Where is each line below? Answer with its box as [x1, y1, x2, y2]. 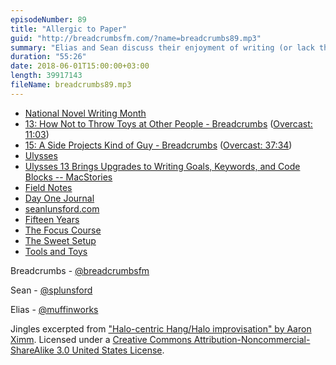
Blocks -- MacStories [24, 171, 113, 183]
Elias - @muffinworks [10, 303, 99, 315]
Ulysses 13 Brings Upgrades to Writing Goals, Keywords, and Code [24, 160, 301, 172]
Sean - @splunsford [10, 284, 93, 296]
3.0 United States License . [56, 344, 165, 356]
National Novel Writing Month [24, 107, 147, 119]
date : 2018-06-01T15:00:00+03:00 [10, 61, 150, 71]
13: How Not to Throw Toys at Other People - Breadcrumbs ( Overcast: [24, 117, 313, 130]
